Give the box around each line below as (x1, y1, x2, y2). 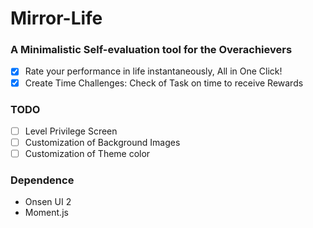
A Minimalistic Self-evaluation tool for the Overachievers (10, 43, 293, 57)
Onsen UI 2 (24, 196, 72, 208)
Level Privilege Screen (24, 125, 118, 137)
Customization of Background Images (24, 136, 181, 148)
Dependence (10, 173, 75, 187)
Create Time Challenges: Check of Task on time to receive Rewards (24, 77, 304, 89)
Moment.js (24, 207, 69, 219)
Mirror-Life (10, 7, 103, 30)
